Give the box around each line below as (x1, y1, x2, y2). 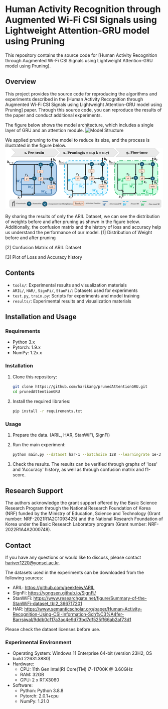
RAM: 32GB (20, 672, 44, 678)
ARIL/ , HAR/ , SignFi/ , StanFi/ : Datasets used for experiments (12, 287, 138, 293)
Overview (5, 77, 37, 86)
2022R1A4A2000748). (5, 527, 52, 533)
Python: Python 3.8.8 (20, 687, 64, 694)
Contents (5, 269, 35, 277)
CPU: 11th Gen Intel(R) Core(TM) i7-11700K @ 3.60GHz (20, 666, 133, 672)
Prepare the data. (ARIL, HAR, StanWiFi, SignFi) (12, 432, 110, 438)
